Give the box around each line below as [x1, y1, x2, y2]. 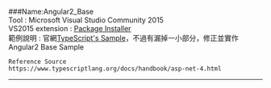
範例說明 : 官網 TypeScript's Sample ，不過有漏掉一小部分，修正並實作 [8, 34, 240, 42]
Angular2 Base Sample [8, 42, 85, 51]
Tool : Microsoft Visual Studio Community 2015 [8, 15, 164, 25]
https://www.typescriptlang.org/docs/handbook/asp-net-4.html [8, 65, 222, 73]
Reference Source [8, 58, 67, 66]
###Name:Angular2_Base [8, 7, 94, 16]
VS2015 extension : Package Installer [8, 24, 131, 33]
